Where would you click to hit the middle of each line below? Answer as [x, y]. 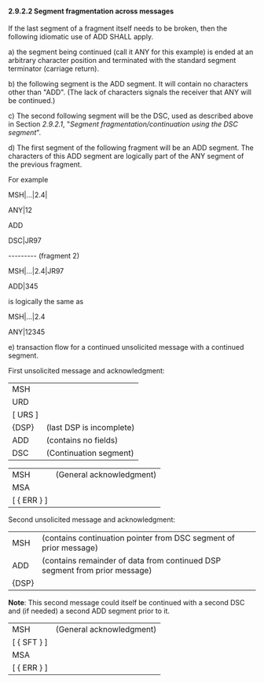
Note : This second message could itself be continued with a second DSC [126, 603]
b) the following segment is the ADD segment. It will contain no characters [128, 84]
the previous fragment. [45, 164]
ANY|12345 [27, 332]
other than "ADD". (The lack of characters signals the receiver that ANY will [130, 92]
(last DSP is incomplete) [90, 428]
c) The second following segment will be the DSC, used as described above [131, 116]
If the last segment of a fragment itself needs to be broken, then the [118, 28]
